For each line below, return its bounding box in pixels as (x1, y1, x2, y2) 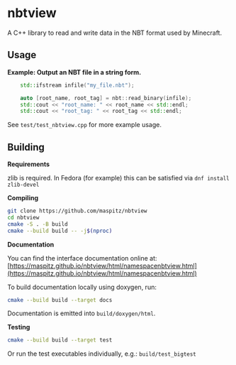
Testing (7, 323, 30, 332)
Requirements (7, 160, 50, 168)
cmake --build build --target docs (7, 296, 113, 303)
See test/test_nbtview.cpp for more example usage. (7, 121, 162, 129)
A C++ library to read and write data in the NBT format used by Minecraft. (7, 28, 222, 37)
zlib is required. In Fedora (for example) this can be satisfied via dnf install (7, 174, 230, 182)
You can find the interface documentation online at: (7, 254, 157, 262)
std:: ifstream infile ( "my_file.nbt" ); (20, 82, 135, 89)
